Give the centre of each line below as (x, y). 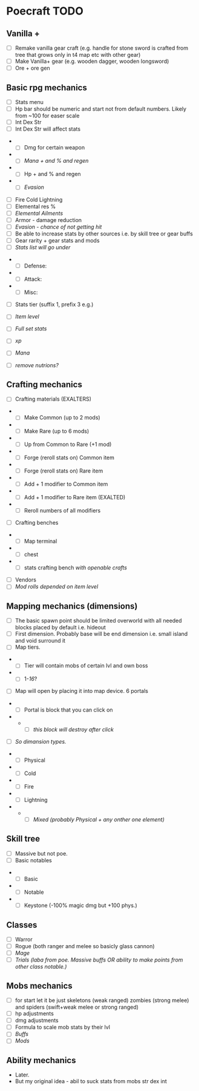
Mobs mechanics (39, 985)
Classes (22, 925)
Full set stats (31, 329)
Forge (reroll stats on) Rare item (64, 471)
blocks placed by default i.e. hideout (60, 627)
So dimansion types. (41, 741)
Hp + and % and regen (52, 174)
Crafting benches (37, 522)
